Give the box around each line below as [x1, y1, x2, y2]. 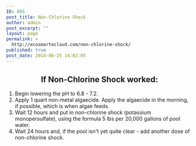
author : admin [6, 20, 41, 25]
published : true [6, 47, 46, 53]
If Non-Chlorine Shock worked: [40, 74, 159, 85]
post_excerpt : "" [6, 25, 49, 31]
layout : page [6, 31, 38, 37]
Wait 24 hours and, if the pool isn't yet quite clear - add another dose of [14, 128, 191, 135]
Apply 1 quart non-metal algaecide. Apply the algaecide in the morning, [14, 96, 189, 103]
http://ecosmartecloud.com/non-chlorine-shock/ [11, 42, 131, 48]
